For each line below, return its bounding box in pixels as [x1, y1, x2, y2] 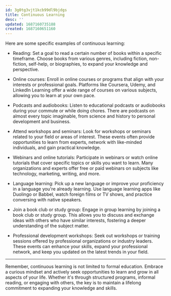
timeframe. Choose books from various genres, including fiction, [12, 55, 149, 62]
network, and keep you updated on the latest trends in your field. [12, 249, 149, 255]
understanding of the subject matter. [12, 223, 90, 229]
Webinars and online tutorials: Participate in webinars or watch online [12, 155, 158, 161]
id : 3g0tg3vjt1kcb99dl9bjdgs [5, 7, 67, 13]
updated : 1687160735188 [5, 21, 56, 27]
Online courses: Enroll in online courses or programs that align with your [12, 76, 164, 82]
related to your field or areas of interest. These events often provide [12, 134, 155, 140]
